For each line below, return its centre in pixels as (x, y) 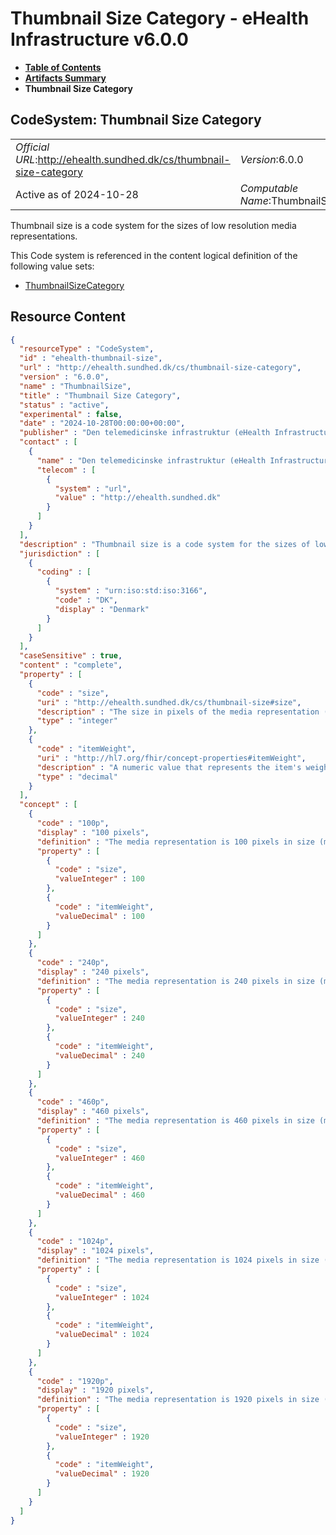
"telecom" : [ (66, 470)
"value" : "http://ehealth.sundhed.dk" (138, 498)
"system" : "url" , (93, 488)
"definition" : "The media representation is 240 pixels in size (175, 981)
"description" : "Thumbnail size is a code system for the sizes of (165, 544)
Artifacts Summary (65, 78)
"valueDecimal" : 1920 (102, 1474)
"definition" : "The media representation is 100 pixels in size (175, 842)
